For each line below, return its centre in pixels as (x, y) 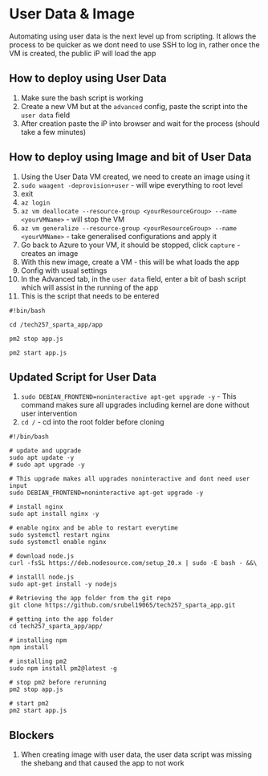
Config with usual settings (64, 270)
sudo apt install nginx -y (54, 514)
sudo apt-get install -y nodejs (63, 584)
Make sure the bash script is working (82, 98)
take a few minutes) (53, 132)
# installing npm (38, 640)
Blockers (32, 735)
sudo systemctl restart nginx (60, 535)
